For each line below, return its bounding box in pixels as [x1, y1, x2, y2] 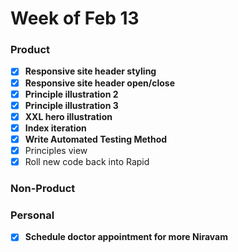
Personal [10, 208, 55, 222]
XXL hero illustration [24, 110, 113, 122]
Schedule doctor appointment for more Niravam [24, 231, 229, 243]
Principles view [24, 144, 88, 156]
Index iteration [24, 122, 87, 134]
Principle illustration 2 [24, 88, 119, 100]
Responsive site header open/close [24, 77, 176, 89]
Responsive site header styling [24, 65, 157, 77]
